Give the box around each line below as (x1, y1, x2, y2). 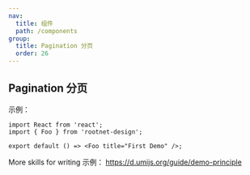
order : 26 (15, 49, 49, 58)
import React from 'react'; (8, 121, 104, 129)
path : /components (15, 27, 78, 35)
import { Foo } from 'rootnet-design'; (8, 127, 143, 136)
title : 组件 (15, 19, 54, 28)
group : (8, 34, 31, 43)
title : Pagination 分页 (15, 42, 93, 50)
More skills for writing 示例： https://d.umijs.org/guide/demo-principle (8, 157, 243, 167)
